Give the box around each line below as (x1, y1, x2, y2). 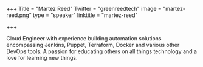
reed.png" (6, 11, 32, 19)
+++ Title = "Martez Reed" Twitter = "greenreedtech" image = (6, 5, 162, 12)
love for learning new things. (6, 54, 78, 61)
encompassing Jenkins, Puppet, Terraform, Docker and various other (6, 42, 180, 48)
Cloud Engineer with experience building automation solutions (6, 35, 162, 42)
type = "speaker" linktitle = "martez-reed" (32, 11, 138, 19)
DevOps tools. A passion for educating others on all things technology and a (6, 48, 198, 55)
